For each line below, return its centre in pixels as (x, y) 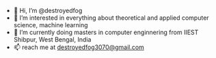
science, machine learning (51, 25)
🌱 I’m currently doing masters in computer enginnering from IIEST (106, 32)
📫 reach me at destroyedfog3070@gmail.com (79, 47)
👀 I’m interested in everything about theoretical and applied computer (111, 18)
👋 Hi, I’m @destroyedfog (48, 11)
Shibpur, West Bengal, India (52, 40)
